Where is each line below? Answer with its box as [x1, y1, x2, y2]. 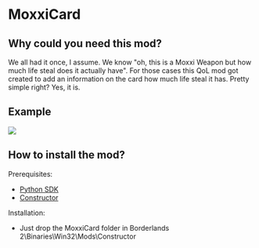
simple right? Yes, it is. [8, 82, 81, 92]
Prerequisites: [8, 169, 53, 178]
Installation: [8, 208, 45, 217]
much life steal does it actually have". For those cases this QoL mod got [8, 66, 239, 75]
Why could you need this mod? [8, 37, 163, 50]
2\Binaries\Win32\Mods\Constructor [19, 232, 137, 241]
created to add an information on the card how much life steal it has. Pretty [8, 75, 250, 83]
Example [8, 105, 52, 119]
